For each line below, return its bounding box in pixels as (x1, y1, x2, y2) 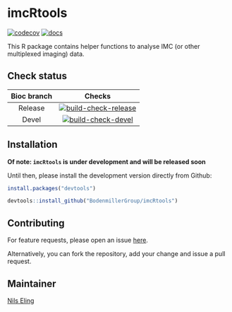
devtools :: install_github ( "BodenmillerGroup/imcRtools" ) (7, 197, 178, 204)
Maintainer (7, 277, 56, 289)
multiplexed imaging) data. (7, 50, 85, 58)
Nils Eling (7, 296, 35, 305)
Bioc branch (11, 91, 53, 100)
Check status (7, 70, 67, 82)
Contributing (7, 217, 65, 229)
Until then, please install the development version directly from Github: (7, 171, 212, 180)
